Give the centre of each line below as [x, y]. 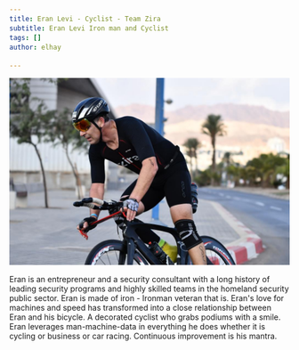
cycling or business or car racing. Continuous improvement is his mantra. [143, 336]
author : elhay [36, 47]
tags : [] [25, 37]
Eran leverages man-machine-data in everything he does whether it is [137, 326]
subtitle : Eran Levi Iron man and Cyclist [89, 28]
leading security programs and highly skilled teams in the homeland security [149, 289]
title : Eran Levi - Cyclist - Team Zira [85, 19]
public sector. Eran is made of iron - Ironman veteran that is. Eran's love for [147, 297]
